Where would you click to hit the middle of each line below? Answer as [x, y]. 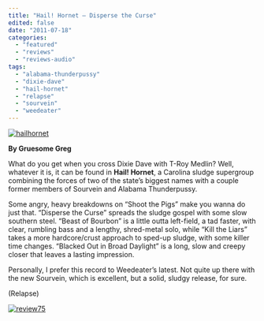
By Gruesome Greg [40, 148]
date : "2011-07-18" [40, 30]
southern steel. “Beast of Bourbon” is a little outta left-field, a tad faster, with [132, 221]
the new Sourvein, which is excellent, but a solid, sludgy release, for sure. [128, 278]
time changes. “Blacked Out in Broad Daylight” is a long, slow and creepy [127, 246]
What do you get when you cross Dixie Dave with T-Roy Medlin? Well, [121, 164]
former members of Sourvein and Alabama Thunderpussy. [103, 189]
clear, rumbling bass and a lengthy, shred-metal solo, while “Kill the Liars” [128, 229]
